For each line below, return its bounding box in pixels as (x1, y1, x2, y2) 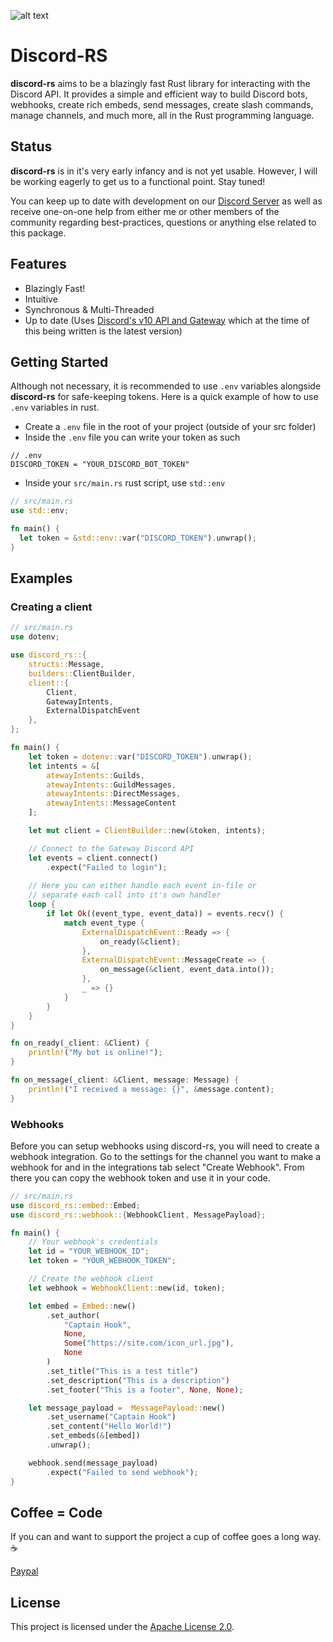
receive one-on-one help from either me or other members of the (10, 205, 280, 217)
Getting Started (10, 353, 109, 370)
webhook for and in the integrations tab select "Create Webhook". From (10, 1161, 305, 1173)
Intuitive (24, 293, 58, 305)
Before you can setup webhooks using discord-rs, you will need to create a (10, 1140, 320, 1152)
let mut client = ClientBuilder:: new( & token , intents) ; (28, 826, 267, 836)
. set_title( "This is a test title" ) (46, 1366, 199, 1376)
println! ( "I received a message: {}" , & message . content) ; (28, 1084, 275, 1094)
